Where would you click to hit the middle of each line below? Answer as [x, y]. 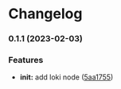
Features [26, 60]
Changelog [45, 14]
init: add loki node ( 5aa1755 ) [66, 77]
